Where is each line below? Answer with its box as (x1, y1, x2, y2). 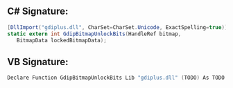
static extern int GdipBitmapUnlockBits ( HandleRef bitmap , (7, 30, 182, 37)
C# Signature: (7, 6, 69, 17)
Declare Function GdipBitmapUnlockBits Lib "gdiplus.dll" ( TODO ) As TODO (7, 74, 225, 82)
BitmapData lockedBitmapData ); (16, 37, 107, 44)
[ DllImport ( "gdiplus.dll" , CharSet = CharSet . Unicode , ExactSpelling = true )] (7, 24, 228, 30)
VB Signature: (7, 55, 69, 68)
